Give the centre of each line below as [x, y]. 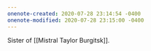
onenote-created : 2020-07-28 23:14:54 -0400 [74, 14]
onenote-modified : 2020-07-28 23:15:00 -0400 [75, 20]
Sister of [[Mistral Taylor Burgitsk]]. [58, 40]
